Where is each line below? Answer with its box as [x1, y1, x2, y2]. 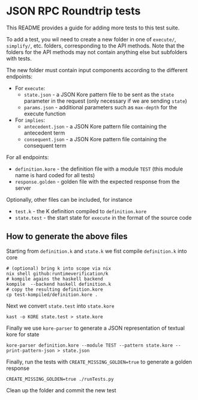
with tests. [6, 55, 32, 62]
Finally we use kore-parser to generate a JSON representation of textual [6, 324, 185, 332]
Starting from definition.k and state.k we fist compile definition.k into [6, 247, 187, 255]
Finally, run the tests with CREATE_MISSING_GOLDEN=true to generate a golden [6, 358, 192, 365]
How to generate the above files [6, 231, 128, 241]
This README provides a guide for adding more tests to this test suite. [6, 24, 180, 31]
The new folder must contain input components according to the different [6, 66, 188, 73]
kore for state [6, 330, 40, 338]
